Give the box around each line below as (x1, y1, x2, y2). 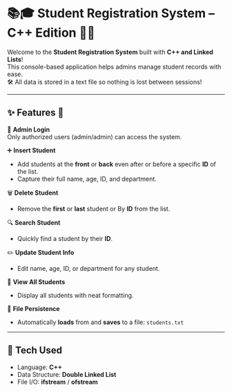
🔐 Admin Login (7, 125, 50, 134)
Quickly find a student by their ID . (17, 234, 113, 242)
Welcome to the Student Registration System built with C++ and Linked (7, 48, 214, 56)
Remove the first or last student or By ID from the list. (17, 204, 171, 213)
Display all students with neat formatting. (17, 291, 134, 299)
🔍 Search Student (7, 218, 61, 226)
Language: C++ (17, 363, 62, 371)
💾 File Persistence (7, 304, 60, 312)
